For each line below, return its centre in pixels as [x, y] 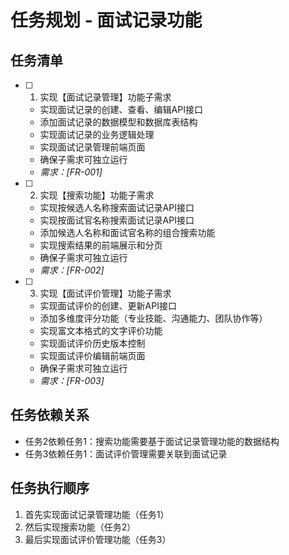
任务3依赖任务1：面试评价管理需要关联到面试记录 [126, 453]
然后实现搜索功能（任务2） [80, 527]
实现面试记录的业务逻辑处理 [97, 134]
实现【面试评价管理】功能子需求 [105, 293]
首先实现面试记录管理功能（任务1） [97, 514]
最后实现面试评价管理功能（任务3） [98, 539]
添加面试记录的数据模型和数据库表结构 [118, 122]
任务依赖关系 [50, 415]
